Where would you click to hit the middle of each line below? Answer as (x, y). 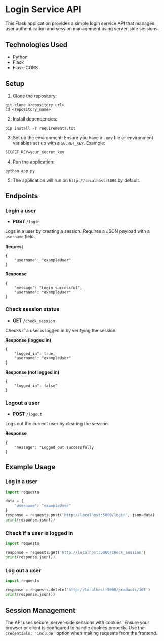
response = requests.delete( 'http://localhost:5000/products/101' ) (78, 590)
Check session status (32, 309)
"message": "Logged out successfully (54, 447)
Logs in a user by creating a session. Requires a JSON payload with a (78, 231)
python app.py (20, 171)
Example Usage (30, 467)
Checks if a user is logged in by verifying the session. (61, 330)
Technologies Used (36, 45)
